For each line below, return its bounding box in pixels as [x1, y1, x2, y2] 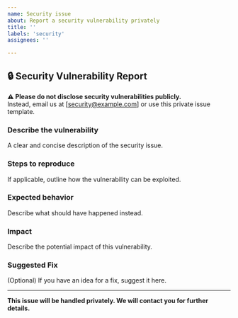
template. [7, 107, 35, 115]
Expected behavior [7, 193, 74, 203]
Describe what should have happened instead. [7, 208, 143, 217]
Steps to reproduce [7, 159, 75, 169]
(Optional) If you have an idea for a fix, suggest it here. [7, 276, 167, 285]
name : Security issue [7, 10, 72, 18]
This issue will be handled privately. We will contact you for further [7, 297, 209, 305]
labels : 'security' [7, 30, 65, 38]
